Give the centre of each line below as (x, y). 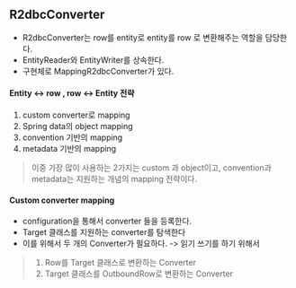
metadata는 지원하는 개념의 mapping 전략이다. (114, 179)
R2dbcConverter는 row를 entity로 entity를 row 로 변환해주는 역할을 (143, 37)
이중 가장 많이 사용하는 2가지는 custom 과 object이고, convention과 (151, 168)
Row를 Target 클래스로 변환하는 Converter (120, 263)
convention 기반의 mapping (72, 137)
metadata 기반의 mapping (69, 149)
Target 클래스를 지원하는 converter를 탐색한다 (104, 232)
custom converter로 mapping (76, 115)
